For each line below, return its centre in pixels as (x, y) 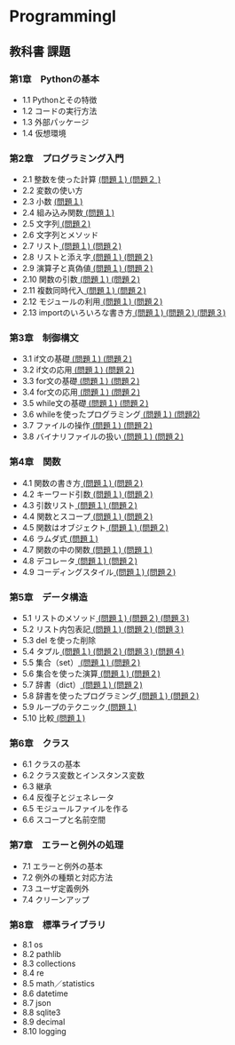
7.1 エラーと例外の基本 (63, 866)
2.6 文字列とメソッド (60, 235)
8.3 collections (49, 963)
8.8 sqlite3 (41, 1012)
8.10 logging (44, 1031)
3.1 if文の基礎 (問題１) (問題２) (77, 359)
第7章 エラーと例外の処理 (67, 845)
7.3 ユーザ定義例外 (55, 888)
